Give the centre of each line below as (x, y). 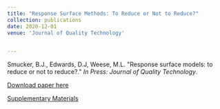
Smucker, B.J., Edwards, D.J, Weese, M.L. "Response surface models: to (110, 65)
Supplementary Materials (43, 99)
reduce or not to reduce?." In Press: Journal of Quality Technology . (102, 72)
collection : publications (44, 20)
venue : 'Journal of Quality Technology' (66, 33)
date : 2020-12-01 (32, 26)
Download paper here (38, 85)
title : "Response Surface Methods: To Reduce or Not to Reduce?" (103, 13)
